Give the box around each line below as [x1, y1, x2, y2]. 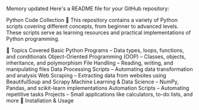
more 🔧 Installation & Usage [6, 97, 74, 104]
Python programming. [6, 35, 60, 42]
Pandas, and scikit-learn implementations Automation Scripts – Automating [6, 85, 189, 91]
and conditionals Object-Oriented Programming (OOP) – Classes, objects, [6, 53, 186, 60]
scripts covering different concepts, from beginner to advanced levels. [6, 23, 179, 30]
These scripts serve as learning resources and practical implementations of [6, 29, 191, 36]
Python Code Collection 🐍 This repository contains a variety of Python [6, 17, 178, 23]
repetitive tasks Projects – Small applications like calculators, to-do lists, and [6, 91, 193, 98]
